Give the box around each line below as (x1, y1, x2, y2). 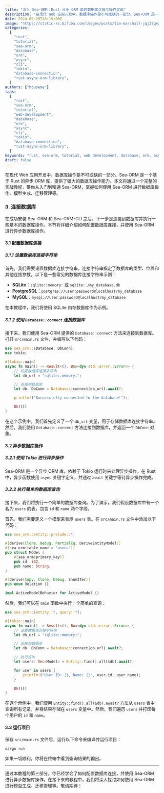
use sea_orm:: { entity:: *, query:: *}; (5, 610, 82, 615)
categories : (5, 26, 29, 30)
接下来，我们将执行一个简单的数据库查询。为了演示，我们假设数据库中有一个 (5, 500, 159, 506)
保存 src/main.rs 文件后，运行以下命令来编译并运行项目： (5, 736, 122, 742)
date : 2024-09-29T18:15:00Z (5, 16, 62, 21)
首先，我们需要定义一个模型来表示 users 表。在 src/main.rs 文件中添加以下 (5, 516, 156, 522)
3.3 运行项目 (5, 724, 30, 730)
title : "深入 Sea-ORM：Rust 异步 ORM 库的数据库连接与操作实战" (5, 7, 126, 12)
